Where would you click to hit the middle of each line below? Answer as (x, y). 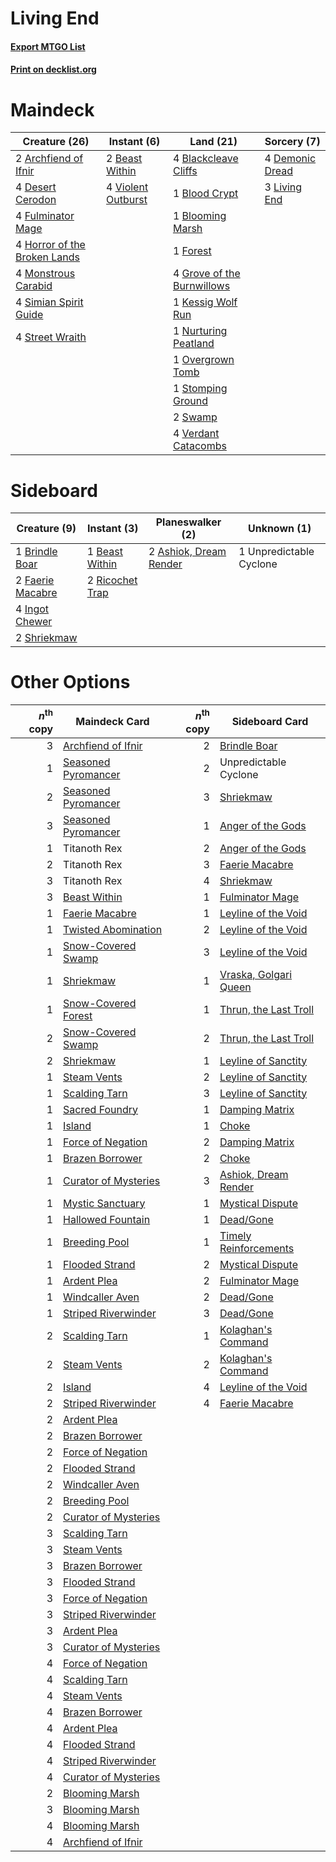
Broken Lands (48, 257)
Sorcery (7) (292, 142)
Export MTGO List (48, 46)
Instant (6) (134, 142)
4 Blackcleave (205, 159)
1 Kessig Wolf (205, 302)
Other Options (70, 682)
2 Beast (124, 159)
